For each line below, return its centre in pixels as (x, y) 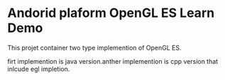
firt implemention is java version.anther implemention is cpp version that (113, 61)
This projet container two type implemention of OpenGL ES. (95, 47)
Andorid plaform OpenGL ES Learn (111, 13)
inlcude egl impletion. (39, 69)
